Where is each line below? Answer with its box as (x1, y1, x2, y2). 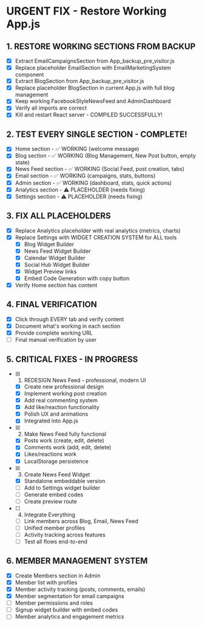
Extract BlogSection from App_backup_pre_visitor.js (15, 78, 144, 85)
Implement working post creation (24, 390, 107, 397)
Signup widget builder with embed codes (15, 606, 118, 613)
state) (15, 159, 30, 166)
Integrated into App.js (24, 417, 79, 425)
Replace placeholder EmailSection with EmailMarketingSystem (15, 64, 172, 72)
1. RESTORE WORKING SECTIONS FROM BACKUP (6, 41, 196, 52)
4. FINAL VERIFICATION (6, 299, 97, 310)
